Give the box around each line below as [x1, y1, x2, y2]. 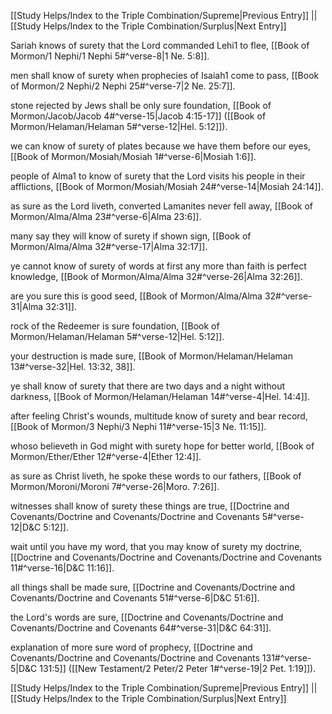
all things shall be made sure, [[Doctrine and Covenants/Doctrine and [10, 581, 296, 593]
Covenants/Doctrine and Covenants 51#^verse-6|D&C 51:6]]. [10, 592, 260, 604]
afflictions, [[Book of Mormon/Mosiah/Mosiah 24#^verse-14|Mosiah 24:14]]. [10, 181, 324, 192]
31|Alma [10, 301, 44, 312]
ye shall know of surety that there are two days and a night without [10, 380, 286, 392]
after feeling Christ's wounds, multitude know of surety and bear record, [10, 410, 308, 422]
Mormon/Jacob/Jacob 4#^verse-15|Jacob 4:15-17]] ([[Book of [10, 110, 267, 122]
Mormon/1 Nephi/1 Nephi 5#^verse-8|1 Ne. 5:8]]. [10, 50, 210, 62]
